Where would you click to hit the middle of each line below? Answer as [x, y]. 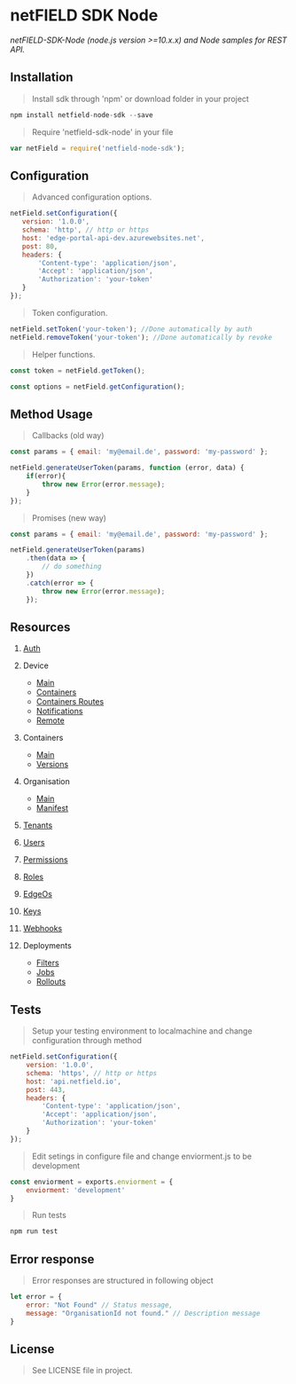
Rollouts [51, 982]
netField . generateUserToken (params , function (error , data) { [127, 468]
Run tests [49, 1215]
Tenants [38, 825]
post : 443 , [46, 1089]
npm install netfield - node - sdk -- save [82, 115]
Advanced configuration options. [92, 197]
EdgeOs [37, 894]
